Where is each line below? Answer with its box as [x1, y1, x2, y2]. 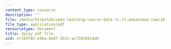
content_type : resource [5, 7, 56, 13]
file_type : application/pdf [5, 21, 65, 27]
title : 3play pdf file [5, 31, 53, 36]
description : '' [5, 12, 40, 17]
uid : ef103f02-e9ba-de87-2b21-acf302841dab [5, 36, 99, 41]
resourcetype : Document [5, 27, 56, 32]
